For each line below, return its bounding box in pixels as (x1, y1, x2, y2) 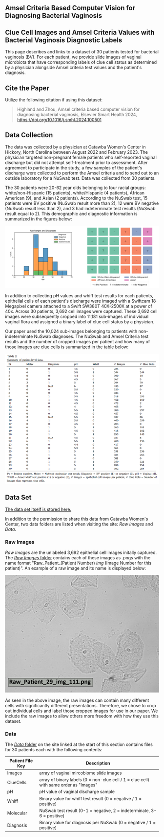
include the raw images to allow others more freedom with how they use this (5, 713, 159, 719)
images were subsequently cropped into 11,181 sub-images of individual (5, 313, 149, 319)
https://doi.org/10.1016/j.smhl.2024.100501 (17, 117, 102, 123)
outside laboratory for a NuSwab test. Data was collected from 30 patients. (5, 175, 156, 181)
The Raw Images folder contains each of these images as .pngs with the (5, 554, 151, 560)
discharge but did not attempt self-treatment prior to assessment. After (5, 159, 148, 166)
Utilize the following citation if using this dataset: (5, 97, 103, 103)
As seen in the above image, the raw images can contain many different (5, 697, 149, 703)
